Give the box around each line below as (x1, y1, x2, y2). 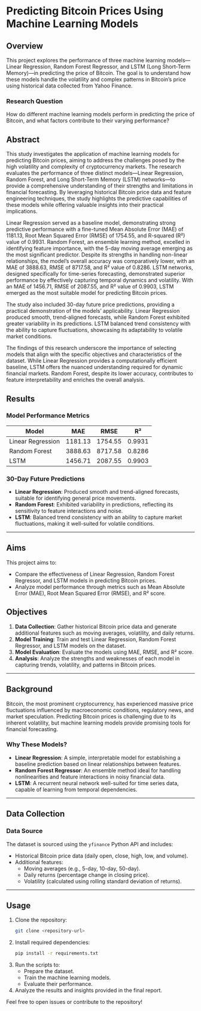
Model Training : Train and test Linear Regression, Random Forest (14, 635, 176, 642)
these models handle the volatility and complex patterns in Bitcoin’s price (6, 76, 187, 83)
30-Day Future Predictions (6, 475, 86, 483)
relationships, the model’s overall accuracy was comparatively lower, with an (6, 258, 195, 265)
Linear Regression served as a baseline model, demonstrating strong (6, 219, 176, 227)
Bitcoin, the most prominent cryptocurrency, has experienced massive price (6, 700, 193, 707)
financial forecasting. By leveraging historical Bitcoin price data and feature (6, 189, 191, 196)
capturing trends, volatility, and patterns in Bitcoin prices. (14, 661, 156, 668)
